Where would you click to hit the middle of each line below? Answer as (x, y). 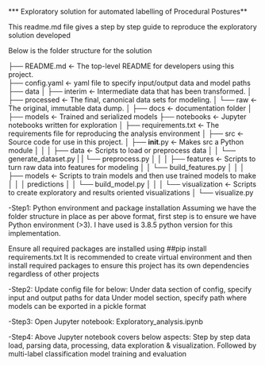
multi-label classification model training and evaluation (98, 354)
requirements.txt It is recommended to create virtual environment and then (130, 257)
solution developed (40, 35)
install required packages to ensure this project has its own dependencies (129, 266)
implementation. (35, 233)
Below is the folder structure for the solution (80, 50)
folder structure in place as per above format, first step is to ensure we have (132, 216)
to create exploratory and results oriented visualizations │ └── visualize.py (131, 193)
